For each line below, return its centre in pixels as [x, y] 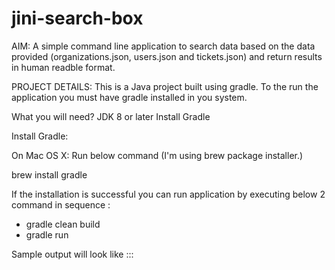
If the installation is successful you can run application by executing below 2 [168, 194]
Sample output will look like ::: [72, 254]
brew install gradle [49, 174]
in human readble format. [63, 67]
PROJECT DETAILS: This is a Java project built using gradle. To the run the [165, 86]
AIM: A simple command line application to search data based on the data [163, 46]
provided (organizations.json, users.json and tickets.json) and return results [167, 56]
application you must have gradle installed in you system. [129, 97]
